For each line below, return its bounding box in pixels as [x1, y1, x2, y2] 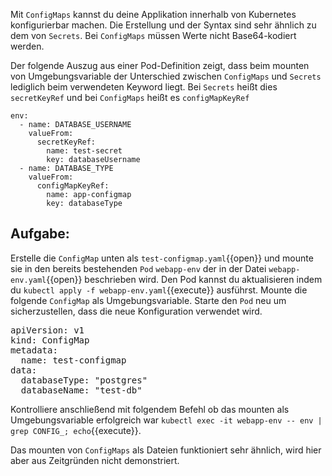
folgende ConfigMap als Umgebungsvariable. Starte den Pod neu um [10, 294, 287, 306]
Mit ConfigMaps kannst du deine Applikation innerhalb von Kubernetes [10, 9, 297, 20]
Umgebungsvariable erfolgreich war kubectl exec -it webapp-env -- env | [10, 414, 323, 426]
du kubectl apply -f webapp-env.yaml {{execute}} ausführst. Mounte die [10, 284, 308, 296]
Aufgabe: [10, 225, 70, 243]
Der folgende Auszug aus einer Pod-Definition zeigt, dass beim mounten [10, 60, 310, 71]
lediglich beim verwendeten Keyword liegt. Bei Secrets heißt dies [10, 81, 278, 93]
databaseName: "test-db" [20, 384, 143, 396]
